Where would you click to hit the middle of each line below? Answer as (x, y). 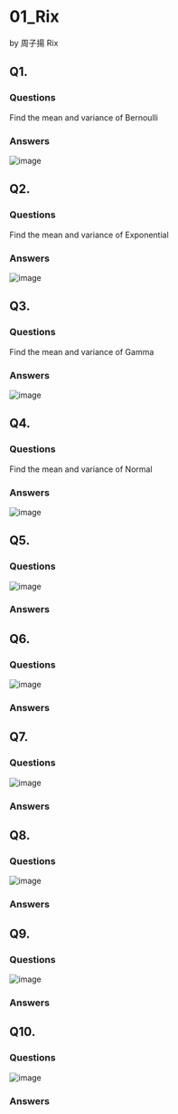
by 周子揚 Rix (34, 43)
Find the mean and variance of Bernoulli (84, 117)
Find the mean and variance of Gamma (82, 351)
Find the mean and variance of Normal (81, 469)
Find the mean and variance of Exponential (89, 235)
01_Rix (34, 17)
